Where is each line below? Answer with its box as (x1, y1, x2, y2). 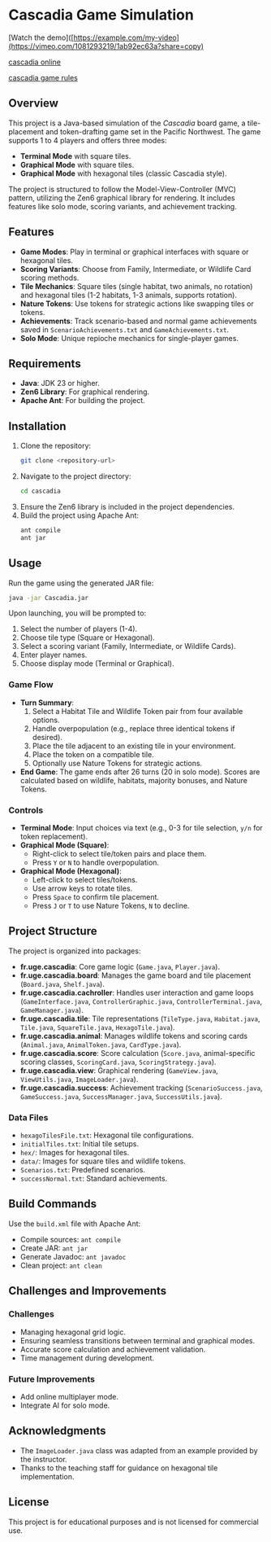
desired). (32, 732, 63, 742)
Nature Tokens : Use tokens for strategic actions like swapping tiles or (19, 299, 254, 309)
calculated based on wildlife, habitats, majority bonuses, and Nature (19, 775, 247, 785)
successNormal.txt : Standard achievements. (19, 1174, 168, 1184)
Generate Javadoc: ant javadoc (19, 1251, 127, 1261)
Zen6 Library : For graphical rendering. (19, 387, 150, 396)
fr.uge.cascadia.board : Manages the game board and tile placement (19, 970, 252, 980)
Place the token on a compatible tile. (32, 749, 154, 759)
